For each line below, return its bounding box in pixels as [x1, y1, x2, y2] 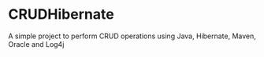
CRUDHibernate [8, 5, 114, 23]
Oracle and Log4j [8, 39, 65, 48]
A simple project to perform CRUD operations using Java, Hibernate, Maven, [8, 31, 256, 41]
